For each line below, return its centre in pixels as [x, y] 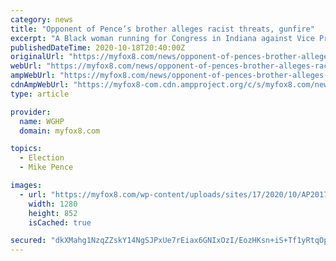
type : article [40, 94]
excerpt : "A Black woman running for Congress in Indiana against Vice [162, 38]
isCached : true [60, 222]
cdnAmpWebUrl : [40, 85]
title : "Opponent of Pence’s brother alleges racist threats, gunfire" [162, 29]
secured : [28, 241]
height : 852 [53, 213]
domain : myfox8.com [60, 131]
